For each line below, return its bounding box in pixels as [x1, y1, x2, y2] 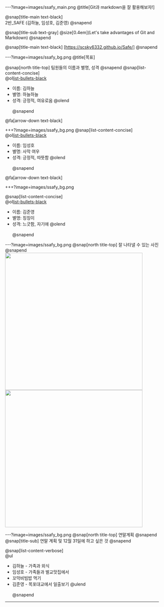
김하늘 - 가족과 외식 [12, 563, 50, 568]
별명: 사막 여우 [12, 148, 40, 154]
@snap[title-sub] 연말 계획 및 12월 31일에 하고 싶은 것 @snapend [5, 538, 131, 544]
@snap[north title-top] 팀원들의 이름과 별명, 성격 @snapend [5, 65, 122, 70]
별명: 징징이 [12, 215, 35, 221]
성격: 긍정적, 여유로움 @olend [12, 98, 69, 103]
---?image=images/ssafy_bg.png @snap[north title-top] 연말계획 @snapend [5, 532, 157, 538]
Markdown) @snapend [5, 35, 51, 40]
